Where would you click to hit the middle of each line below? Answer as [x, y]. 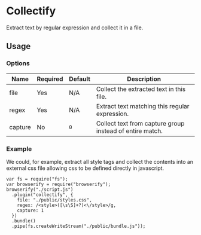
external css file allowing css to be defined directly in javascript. [85, 168]
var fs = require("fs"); [37, 179]
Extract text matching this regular [143, 106]
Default [80, 79]
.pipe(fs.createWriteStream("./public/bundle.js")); [79, 226]
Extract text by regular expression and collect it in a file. [75, 28]
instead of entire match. [130, 131]
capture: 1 [31, 210]
